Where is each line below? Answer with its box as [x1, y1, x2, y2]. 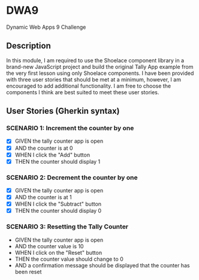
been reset [14, 268, 42, 275]
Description [6, 41, 51, 51]
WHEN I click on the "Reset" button [14, 249, 102, 256]
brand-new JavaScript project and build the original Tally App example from [6, 63, 194, 70]
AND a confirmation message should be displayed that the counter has [14, 261, 190, 269]
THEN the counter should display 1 [14, 158, 101, 165]
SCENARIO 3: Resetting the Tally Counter [6, 222, 129, 231]
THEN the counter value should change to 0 [14, 255, 124, 263]
